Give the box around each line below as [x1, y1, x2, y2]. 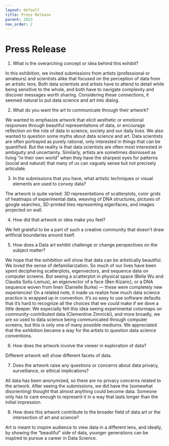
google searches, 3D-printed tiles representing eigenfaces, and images [5, 201, 155, 207]
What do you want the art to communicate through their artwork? [12, 107, 149, 113]
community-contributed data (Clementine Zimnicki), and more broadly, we [5, 311, 160, 317]
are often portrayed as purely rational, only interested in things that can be [5, 138, 161, 145]
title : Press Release [5, 12, 51, 17]
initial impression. [5, 399, 42, 405]
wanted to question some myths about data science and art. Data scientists [5, 133, 163, 139]
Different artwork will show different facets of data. [5, 352, 112, 359]
